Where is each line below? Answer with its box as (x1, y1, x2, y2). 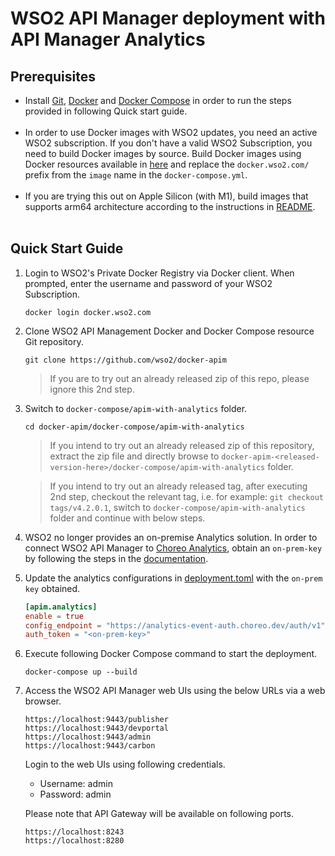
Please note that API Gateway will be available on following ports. (24, 808, 295, 820)
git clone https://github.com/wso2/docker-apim (24, 355, 227, 365)
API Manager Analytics (10, 28, 206, 51)
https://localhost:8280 (24, 836, 125, 846)
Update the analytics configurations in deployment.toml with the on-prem (24, 572, 323, 584)
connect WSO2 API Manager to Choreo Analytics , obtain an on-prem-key (24, 542, 323, 554)
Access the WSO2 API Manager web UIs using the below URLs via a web (24, 685, 326, 697)
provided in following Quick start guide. (24, 105, 188, 117)
